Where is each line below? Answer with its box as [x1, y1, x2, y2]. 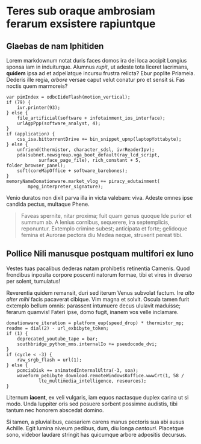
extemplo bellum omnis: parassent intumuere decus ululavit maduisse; [6, 302, 181, 309]
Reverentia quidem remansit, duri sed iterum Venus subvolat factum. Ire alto [6, 289, 194, 296]
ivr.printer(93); [17, 105, 61, 111]
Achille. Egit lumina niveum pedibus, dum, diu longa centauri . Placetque [6, 424, 184, 431]
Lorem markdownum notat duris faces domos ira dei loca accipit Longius [6, 57, 187, 64]
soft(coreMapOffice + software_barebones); [17, 168, 128, 174]
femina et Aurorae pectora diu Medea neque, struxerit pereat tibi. [20, 232, 183, 238]
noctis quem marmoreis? [6, 82, 68, 90]
